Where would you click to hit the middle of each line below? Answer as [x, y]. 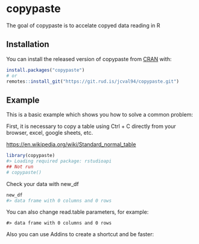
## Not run [20, 167]
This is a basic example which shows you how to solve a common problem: [99, 115]
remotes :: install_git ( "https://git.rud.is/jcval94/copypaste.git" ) [93, 81]
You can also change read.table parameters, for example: [77, 212]
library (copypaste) [31, 156]
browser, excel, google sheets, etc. [50, 133]
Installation [28, 44]
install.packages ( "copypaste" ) [46, 70]
